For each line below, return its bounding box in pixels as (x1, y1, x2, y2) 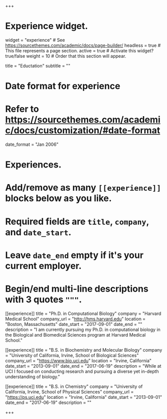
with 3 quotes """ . (5, 294, 82, 305)
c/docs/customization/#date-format (5, 125, 160, 136)
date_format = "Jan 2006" (5, 141, 59, 147)
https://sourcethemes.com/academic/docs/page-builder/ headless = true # (5, 42, 161, 48)
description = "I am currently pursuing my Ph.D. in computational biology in (5, 326, 160, 332)
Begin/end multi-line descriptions (5, 283, 149, 294)
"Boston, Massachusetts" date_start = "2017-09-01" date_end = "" (5, 321, 142, 327)
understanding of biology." (5, 373, 60, 380)
